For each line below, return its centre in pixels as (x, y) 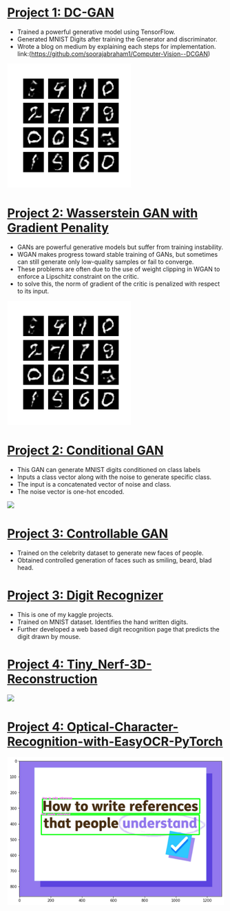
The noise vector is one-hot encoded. (71, 491)
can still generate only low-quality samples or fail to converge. (105, 262)
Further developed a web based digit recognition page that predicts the (118, 629)
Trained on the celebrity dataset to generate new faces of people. (111, 553)
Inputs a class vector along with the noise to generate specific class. (114, 477)
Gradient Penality (58, 228)
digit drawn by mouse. (49, 636)
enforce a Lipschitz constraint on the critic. (78, 276)
